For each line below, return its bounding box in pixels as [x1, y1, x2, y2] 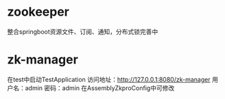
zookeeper [7, 4, 70, 20]
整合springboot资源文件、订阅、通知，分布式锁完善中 [7, 27, 158, 36]
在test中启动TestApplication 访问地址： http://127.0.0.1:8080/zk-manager [7, 75, 211, 83]
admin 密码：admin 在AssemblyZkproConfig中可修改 [25, 83, 175, 92]
